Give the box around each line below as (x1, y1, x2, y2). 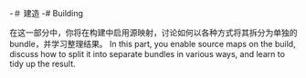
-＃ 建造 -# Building (9, 8, 84, 18)
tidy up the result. (9, 58, 76, 69)
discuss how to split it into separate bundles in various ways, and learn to (9, 49, 286, 59)
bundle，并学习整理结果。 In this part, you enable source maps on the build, (9, 39, 296, 49)
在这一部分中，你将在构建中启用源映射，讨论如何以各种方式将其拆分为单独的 (9, 27, 298, 38)
